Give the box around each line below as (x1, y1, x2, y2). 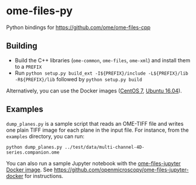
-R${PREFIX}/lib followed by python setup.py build (14, 75, 143, 82)
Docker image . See (6, 166, 53, 173)
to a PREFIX (14, 63, 42, 70)
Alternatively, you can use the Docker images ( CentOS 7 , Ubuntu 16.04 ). (6, 87, 182, 94)
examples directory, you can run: (6, 132, 85, 140)
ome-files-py (6, 4, 73, 18)
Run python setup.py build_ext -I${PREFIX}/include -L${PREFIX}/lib (14, 69, 188, 76)
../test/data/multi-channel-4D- (64, 144, 145, 150)
